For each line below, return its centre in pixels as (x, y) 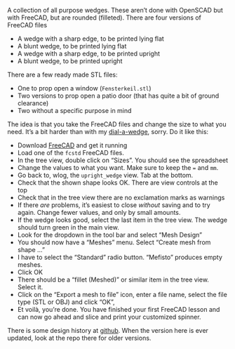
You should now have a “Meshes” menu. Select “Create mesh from (114, 242)
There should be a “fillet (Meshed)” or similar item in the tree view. (113, 279)
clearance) (33, 103)
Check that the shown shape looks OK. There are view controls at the (118, 183)
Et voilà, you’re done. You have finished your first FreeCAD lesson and (119, 309)
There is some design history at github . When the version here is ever (108, 330)
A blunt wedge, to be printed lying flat (72, 46)
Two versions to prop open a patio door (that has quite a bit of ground (118, 96)
